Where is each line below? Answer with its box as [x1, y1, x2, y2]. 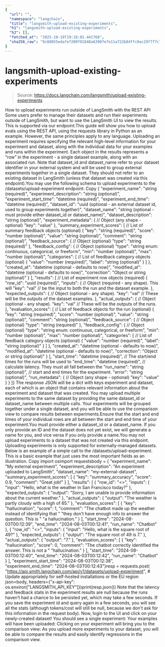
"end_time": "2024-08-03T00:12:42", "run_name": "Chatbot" [35, 552, 158, 558]
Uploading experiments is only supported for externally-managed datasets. [5, 442, 157, 448]
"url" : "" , [9, 12, 32, 17]
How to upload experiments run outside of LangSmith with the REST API [5, 107, 151, 113]
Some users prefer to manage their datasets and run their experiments [5, 112, 148, 118]
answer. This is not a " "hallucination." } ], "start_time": [5, 547, 115, 553]
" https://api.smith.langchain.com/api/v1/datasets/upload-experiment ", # [5, 568, 151, 574]
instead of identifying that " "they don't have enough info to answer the [5, 510, 149, 516]
